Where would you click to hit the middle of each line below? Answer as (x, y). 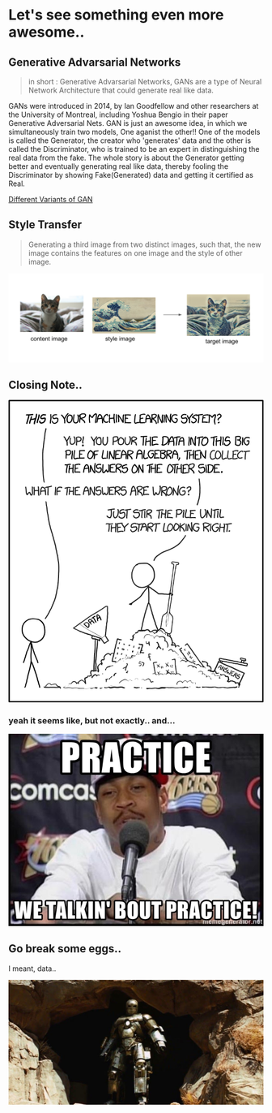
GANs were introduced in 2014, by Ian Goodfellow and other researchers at (134, 106)
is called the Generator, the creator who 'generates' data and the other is (130, 140)
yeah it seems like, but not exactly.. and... (92, 720)
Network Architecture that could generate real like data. (121, 90)
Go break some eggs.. (65, 949)
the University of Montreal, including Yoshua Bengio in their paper (118, 114)
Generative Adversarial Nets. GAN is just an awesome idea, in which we (128, 123)
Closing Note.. (45, 384)
